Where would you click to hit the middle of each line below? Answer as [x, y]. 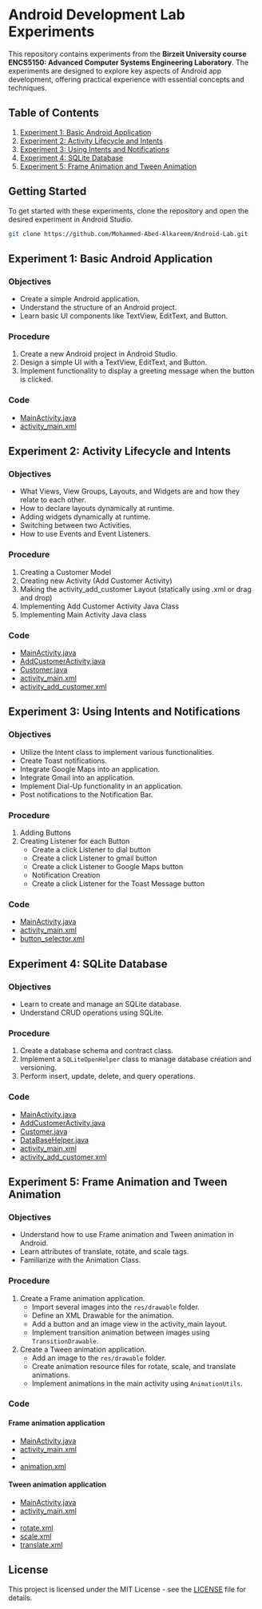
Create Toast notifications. [64, 761]
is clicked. [36, 379]
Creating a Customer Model [65, 572]
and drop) [36, 597]
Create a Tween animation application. [83, 1349]
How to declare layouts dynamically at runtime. [97, 509]
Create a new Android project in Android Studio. [99, 354]
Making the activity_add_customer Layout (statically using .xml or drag [135, 589]
